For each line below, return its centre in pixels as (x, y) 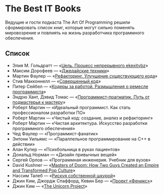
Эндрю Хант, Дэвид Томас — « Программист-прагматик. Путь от (81, 97)
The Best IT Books (43, 9)
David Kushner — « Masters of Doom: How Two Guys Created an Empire (85, 165)
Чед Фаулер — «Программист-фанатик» (55, 133)
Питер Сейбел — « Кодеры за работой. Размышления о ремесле (80, 86)
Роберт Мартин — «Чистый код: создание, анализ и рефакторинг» (82, 118)
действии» (23, 144)
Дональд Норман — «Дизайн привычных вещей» (64, 155)
